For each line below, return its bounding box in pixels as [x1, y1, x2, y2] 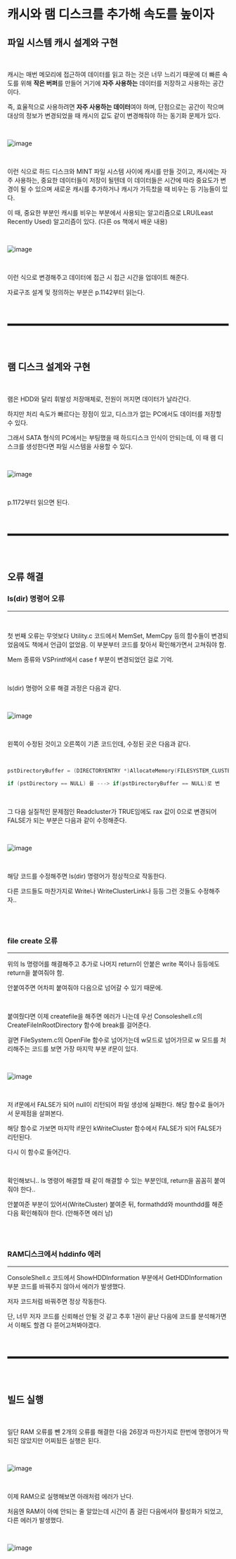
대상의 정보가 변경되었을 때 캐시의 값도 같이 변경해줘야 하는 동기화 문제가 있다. [7, 112, 221, 119]
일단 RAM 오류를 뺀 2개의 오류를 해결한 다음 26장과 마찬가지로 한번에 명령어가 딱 [7, 1428, 229, 1436]
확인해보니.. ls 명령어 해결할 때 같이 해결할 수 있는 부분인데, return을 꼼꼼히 [7, 1177, 213, 1185]
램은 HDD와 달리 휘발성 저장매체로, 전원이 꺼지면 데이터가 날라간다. [7, 394, 191, 403]
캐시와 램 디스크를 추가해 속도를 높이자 [7, 6, 215, 22]
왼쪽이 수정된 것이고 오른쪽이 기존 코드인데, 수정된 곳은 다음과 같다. [7, 739, 191, 748]
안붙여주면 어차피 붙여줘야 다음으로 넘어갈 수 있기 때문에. [7, 983, 163, 992]
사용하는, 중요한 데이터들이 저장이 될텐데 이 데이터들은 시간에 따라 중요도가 [14, 176, 219, 184]
